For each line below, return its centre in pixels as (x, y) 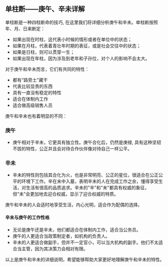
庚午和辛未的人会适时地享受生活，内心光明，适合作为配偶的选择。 (74, 205)
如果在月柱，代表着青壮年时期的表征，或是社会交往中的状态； (77, 46)
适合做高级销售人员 (33, 105)
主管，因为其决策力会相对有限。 (55, 249)
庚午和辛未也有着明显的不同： (36, 116)
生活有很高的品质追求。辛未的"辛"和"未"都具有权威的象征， (88, 188)
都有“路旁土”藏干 (30, 80)
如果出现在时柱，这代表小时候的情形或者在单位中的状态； (72, 39)
